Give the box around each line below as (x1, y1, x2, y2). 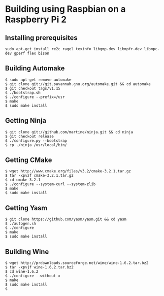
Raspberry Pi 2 (5, 14, 67, 25)
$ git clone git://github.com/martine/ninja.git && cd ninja (5, 130, 133, 134)
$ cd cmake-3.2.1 (5, 177, 41, 183)
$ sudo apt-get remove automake (5, 77, 71, 82)
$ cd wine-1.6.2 (5, 269, 38, 274)
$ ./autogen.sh (5, 221, 36, 226)
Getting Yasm (5, 203, 48, 212)
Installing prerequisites (5, 33, 78, 42)
